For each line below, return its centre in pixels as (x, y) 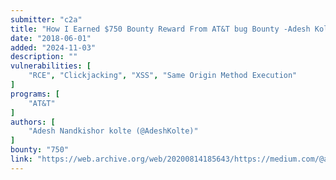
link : (21, 159)
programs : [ (35, 94)
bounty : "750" (40, 150)
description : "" (44, 57)
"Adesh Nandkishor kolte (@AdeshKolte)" (113, 131)
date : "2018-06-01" (51, 38)
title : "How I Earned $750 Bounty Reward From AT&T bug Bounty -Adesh (160, 29)
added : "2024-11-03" (53, 47)
